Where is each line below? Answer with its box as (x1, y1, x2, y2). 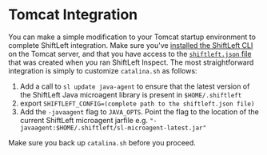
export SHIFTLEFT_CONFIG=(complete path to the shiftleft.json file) (19, 98, 255, 108)
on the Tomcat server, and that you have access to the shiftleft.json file (8, 49, 252, 58)
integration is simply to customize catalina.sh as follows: (8, 66, 197, 75)
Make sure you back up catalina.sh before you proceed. (8, 137, 196, 147)
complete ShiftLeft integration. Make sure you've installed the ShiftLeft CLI (8, 40, 253, 50)
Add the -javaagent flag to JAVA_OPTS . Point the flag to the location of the (19, 106, 260, 117)
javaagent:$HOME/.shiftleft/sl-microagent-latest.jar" (19, 124, 207, 132)
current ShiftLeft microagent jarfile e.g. (19, 115, 149, 125)
